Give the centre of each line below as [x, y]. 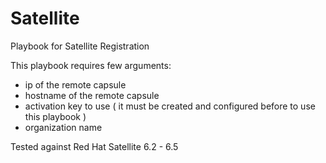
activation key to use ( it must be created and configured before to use [170, 106]
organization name [63, 127]
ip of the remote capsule [75, 84]
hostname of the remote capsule [92, 95]
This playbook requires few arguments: [91, 65]
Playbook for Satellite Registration [80, 46]
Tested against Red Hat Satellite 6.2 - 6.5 [94, 146]
